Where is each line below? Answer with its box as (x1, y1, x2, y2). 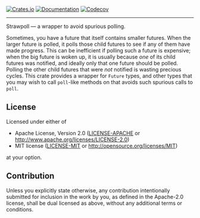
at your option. (6, 154, 42, 161)
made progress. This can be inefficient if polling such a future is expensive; (6, 47, 191, 54)
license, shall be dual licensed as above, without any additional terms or (6, 200, 183, 207)
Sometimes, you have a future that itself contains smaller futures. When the (6, 35, 191, 41)
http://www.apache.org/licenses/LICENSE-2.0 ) (14, 136, 130, 143)
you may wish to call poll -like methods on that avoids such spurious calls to (6, 79, 193, 86)
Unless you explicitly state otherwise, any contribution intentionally (6, 186, 170, 194)
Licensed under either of (6, 118, 67, 125)
